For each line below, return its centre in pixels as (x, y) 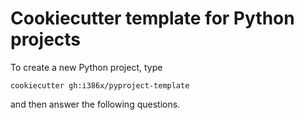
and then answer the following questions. (95, 104)
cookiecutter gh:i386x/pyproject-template (100, 85)
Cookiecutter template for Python (152, 18)
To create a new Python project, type (86, 67)
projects (46, 39)
